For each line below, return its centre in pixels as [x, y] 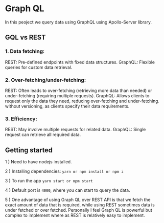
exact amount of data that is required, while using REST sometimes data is [80, 205]
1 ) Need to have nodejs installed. [38, 162]
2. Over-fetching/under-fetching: [46, 80]
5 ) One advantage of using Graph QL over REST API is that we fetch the [78, 200]
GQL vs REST [25, 37]
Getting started [29, 150]
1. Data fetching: [25, 51]
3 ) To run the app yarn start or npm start [49, 181]
